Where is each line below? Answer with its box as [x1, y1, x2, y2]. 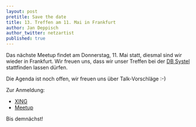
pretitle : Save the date [6, 14, 66, 20]
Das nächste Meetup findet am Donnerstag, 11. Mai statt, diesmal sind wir [6, 52, 182, 58]
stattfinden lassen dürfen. [6, 64, 68, 70]
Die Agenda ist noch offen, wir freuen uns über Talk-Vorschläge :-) [6, 75, 166, 82]
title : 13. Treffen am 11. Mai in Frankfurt [6, 19, 116, 25]
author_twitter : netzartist [6, 30, 75, 36]
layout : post [6, 8, 38, 15]
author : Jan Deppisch [6, 24, 59, 31]
